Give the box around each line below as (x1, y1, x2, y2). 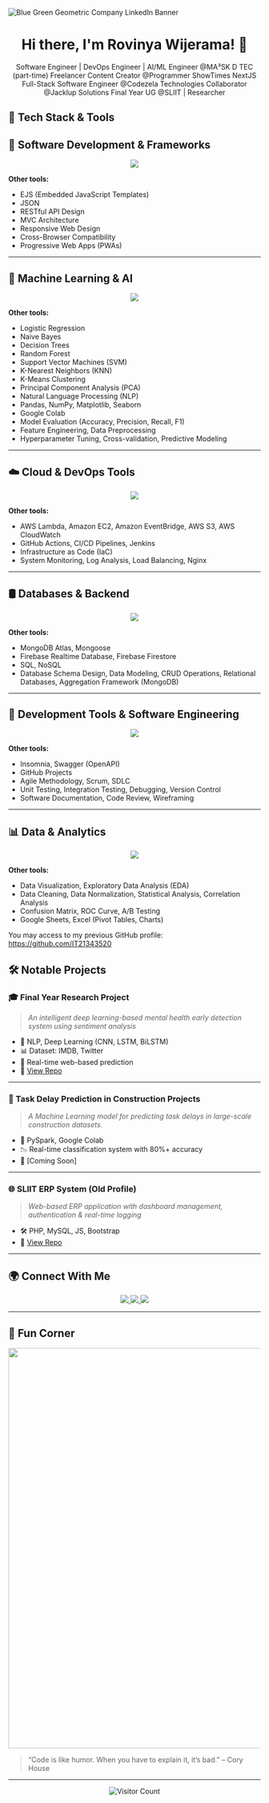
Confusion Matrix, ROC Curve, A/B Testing (19, 906, 161, 916)
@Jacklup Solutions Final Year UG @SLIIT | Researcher (43, 87, 226, 97)
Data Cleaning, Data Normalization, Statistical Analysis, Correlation (19, 889, 241, 899)
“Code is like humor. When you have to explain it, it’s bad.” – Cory (27, 1755, 243, 1765)
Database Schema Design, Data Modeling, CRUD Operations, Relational (19, 669, 256, 678)
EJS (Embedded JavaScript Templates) (19, 190, 150, 199)
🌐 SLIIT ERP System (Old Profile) (8, 1183, 137, 1195)
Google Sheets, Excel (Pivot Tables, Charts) (19, 915, 164, 925)
